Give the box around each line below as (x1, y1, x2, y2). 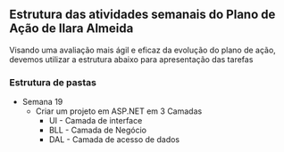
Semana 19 (21, 97, 63, 108)
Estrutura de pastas (9, 76, 96, 88)
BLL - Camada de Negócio (48, 124, 147, 136)
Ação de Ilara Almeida (9, 21, 134, 36)
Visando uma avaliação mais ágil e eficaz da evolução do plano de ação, (9, 44, 277, 55)
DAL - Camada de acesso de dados (48, 134, 180, 145)
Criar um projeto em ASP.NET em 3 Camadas (35, 106, 203, 116)
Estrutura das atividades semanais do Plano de (9, 7, 276, 22)
